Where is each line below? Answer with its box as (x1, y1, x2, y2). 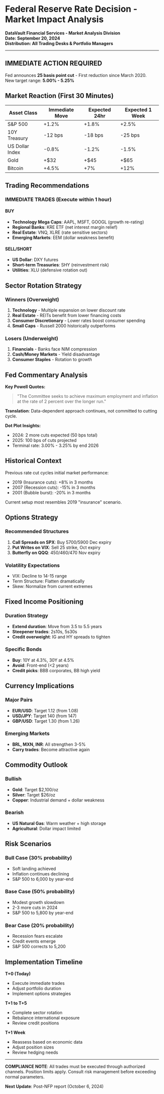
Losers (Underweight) (5, 335, 59, 341)
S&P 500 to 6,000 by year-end (12, 876, 74, 882)
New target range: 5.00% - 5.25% (5, 77, 75, 83)
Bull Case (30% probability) (5, 854, 72, 861)
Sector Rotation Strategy (5, 281, 82, 290)
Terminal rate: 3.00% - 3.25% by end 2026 (12, 442, 99, 449)
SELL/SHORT (5, 246, 32, 252)
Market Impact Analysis (5, 14, 104, 25)
